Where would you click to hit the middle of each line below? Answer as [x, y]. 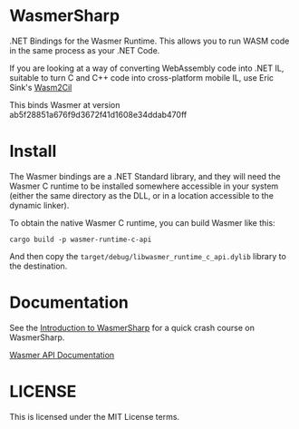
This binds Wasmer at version [65, 104]
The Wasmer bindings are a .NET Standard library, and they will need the [145, 176]
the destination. [39, 266]
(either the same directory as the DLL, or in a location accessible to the [142, 195]
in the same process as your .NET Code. [85, 50]
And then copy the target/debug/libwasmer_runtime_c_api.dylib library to [148, 256]
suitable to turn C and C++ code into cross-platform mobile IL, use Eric [142, 77]
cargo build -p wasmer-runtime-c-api [81, 239]
